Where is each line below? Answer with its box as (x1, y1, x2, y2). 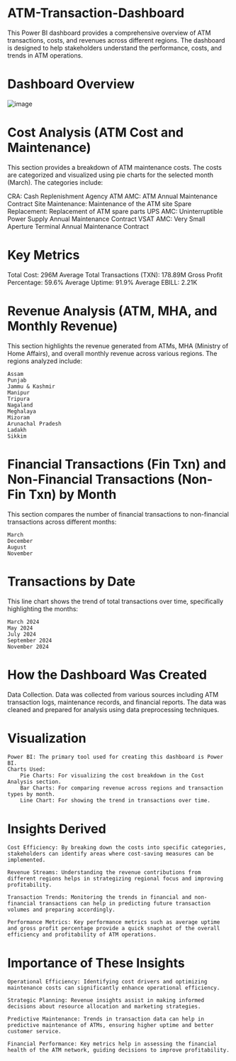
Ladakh (7, 426, 27, 433)
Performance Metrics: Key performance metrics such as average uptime (7, 919, 220, 926)
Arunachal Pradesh (7, 420, 62, 427)
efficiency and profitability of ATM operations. (7, 931, 157, 939)
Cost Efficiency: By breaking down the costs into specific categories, (7, 844, 227, 851)
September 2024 (7, 637, 52, 644)
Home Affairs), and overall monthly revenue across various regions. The (7, 349, 218, 357)
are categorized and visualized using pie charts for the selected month (7, 171, 214, 179)
